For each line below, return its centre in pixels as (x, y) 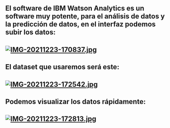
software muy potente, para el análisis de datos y (85, 17)
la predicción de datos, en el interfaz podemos (80, 24)
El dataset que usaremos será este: (62, 67)
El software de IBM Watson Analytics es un (75, 8)
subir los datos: (31, 32)
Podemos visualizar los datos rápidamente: (76, 101)
